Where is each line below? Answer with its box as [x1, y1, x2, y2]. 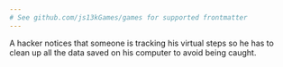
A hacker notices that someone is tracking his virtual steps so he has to [9, 38, 275, 48]
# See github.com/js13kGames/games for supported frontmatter [9, 13, 248, 22]
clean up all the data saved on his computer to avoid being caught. [9, 46, 257, 58]
